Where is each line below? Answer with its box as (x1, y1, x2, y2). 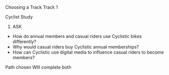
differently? (12, 38, 36, 44)
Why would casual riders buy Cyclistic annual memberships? (12, 44, 139, 49)
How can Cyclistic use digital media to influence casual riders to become (12, 49, 164, 55)
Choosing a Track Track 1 (5, 4, 58, 10)
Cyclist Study (5, 14, 33, 19)
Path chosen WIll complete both (5, 64, 72, 70)
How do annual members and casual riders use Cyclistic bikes (12, 33, 142, 39)
